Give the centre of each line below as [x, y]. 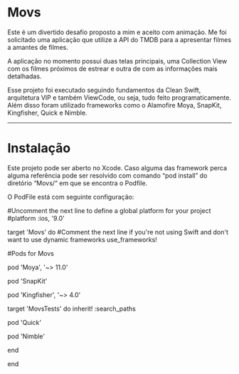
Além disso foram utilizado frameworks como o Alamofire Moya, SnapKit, [115, 105]
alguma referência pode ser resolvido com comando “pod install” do [107, 175]
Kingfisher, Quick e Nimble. [47, 113]
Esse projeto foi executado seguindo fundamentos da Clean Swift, [104, 90]
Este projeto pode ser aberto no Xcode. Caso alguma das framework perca [117, 167]
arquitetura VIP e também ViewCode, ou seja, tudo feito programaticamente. [119, 98]
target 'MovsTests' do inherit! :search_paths [72, 308]
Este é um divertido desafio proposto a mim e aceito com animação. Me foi [117, 32]
